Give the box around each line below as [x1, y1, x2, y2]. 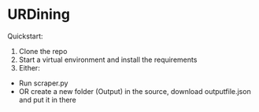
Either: [18, 63, 40, 72]
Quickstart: [7, 31, 44, 41]
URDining [7, 5, 70, 23]
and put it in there [18, 95, 76, 104]
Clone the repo [18, 46, 68, 56]
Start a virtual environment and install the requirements [18, 55, 198, 64]
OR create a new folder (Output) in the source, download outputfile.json [18, 86, 251, 96]
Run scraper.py [18, 78, 68, 88]
